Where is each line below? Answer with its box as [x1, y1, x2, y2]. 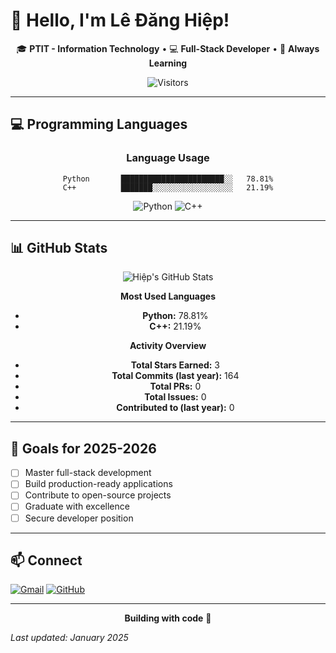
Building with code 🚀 [124, 612, 212, 624]
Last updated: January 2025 [10, 632, 129, 644]
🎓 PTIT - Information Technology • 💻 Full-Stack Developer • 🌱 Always [16, 42, 320, 54]
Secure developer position [24, 512, 134, 524]
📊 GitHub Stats [10, 240, 108, 257]
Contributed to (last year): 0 [116, 402, 235, 414]
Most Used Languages [120, 290, 216, 303]
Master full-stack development [24, 467, 152, 479]
